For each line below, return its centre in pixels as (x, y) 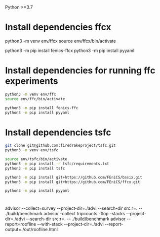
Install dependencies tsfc (58, 132)
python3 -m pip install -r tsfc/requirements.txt (57, 164)
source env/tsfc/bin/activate (36, 159)
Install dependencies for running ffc (80, 71)
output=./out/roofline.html (32, 229)
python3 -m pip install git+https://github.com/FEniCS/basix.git (74, 177)
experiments (32, 81)
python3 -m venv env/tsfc (32, 150)
